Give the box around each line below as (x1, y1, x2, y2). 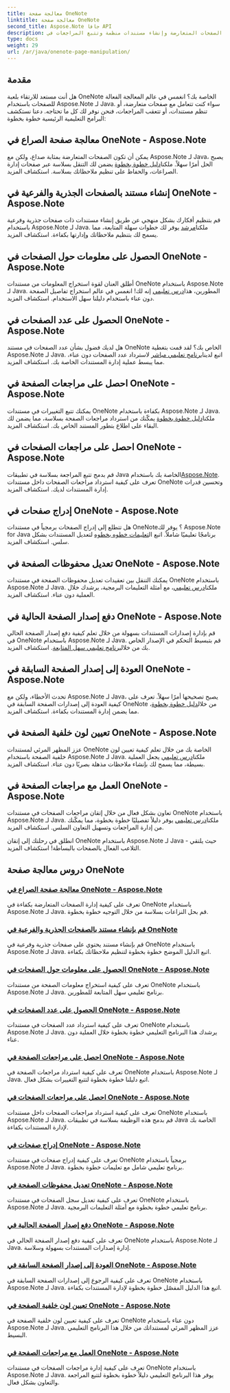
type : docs (7, 36, 38, 43)
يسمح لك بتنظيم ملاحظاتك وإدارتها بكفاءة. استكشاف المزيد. (7, 231, 159, 239)
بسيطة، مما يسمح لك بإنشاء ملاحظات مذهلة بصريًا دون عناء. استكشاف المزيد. (7, 760, 205, 768)
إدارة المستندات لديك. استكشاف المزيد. (7, 485, 108, 493)
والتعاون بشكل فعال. (7, 1378, 60, 1387)
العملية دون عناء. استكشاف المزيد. (7, 591, 95, 599)
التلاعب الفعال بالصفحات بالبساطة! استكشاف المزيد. (7, 844, 141, 852)
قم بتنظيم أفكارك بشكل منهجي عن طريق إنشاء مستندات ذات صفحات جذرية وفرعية (7, 216, 221, 224)
